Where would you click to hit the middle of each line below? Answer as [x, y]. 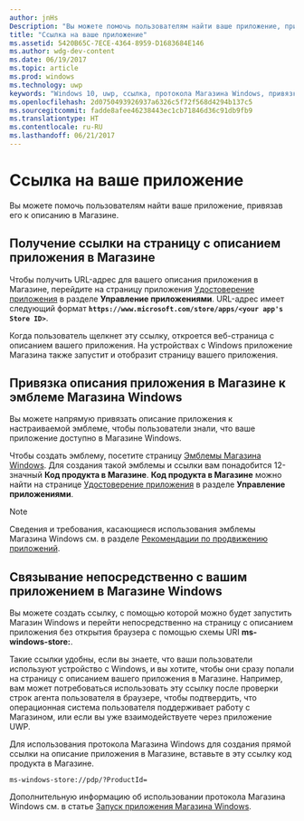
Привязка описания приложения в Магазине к [148, 383]
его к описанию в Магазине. [64, 215]
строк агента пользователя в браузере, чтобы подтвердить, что [133, 698]
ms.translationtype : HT [54, 119]
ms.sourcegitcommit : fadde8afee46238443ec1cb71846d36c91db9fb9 [131, 110]
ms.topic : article [44, 69]
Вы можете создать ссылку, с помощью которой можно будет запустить [151, 613]
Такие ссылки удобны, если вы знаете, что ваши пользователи [131, 659]
